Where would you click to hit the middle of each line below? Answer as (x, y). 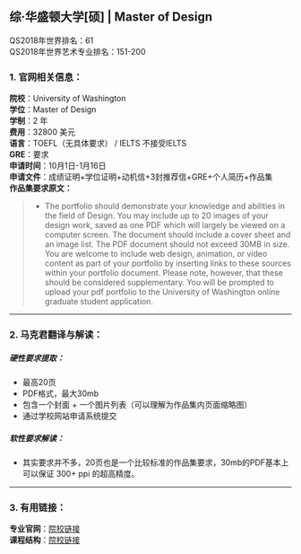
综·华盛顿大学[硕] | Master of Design (111, 17)
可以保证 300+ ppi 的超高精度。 (81, 473)
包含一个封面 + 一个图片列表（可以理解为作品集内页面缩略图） (137, 405)
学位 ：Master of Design (53, 110)
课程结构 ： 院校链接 (45, 540)
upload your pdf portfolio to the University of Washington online (162, 292)
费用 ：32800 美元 (43, 132)
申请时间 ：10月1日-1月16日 (58, 166)
